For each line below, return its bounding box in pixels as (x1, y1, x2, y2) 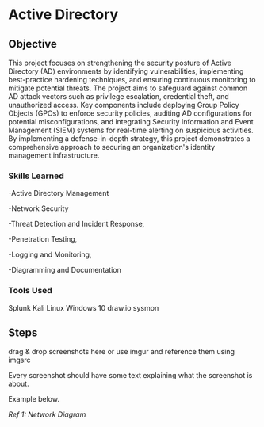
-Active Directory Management (8, 189, 109, 198)
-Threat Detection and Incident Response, (8, 219, 145, 229)
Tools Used (8, 285, 53, 296)
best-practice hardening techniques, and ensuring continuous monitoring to (8, 75, 256, 84)
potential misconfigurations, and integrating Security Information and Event (8, 117, 254, 126)
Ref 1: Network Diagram (8, 410, 86, 419)
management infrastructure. (8, 151, 100, 160)
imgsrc (8, 355, 31, 365)
